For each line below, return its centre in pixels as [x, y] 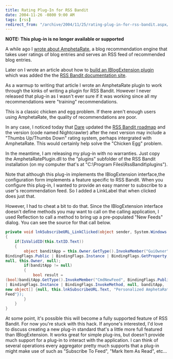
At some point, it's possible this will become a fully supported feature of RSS [86, 318]
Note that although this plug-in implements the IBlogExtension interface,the [85, 174]
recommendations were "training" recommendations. [62, 102]
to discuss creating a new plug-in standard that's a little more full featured [84, 329]
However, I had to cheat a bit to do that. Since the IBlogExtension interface [84, 206]
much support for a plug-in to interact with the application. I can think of [82, 340]
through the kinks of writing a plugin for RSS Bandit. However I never [78, 91]
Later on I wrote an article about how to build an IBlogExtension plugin [80, 70]
